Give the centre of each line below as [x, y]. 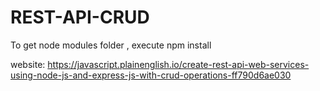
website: [28, 64]
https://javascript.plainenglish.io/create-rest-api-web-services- [178, 64]
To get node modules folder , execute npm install [111, 45]
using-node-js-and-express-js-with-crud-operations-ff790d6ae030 [151, 75]
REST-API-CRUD [80, 17]
